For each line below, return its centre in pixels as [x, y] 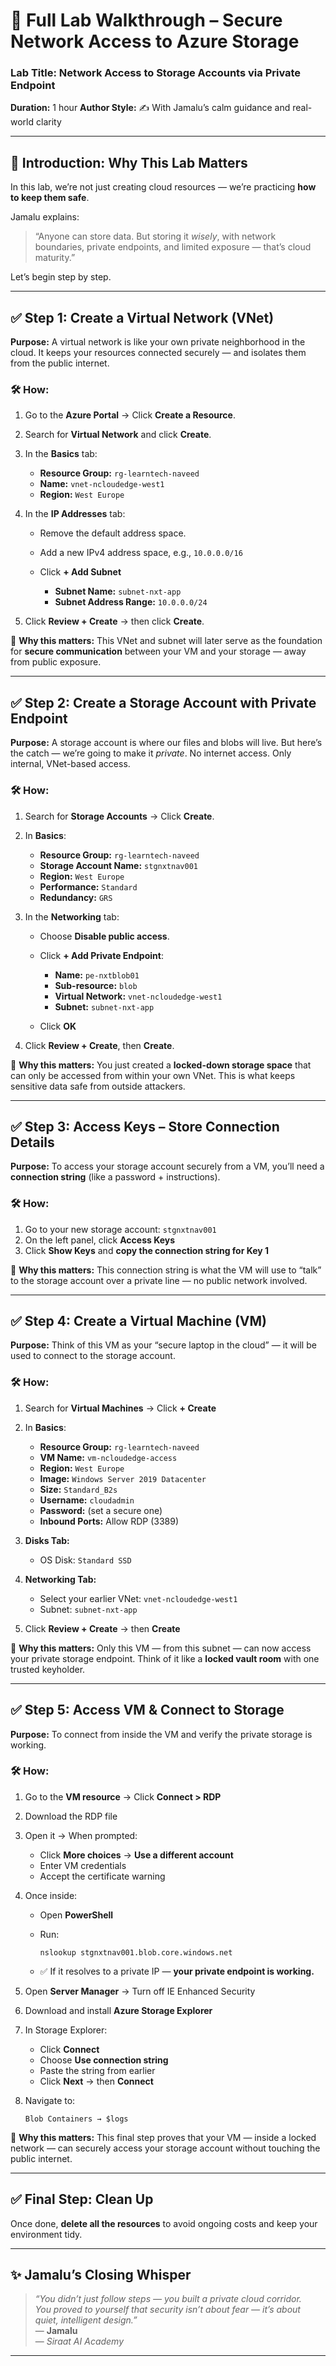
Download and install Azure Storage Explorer [118, 2010]
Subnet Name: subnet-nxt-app [118, 591]
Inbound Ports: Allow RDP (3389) [109, 1521]
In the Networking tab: [72, 916]
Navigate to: [50, 2100]
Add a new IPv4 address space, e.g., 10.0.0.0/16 [141, 553]
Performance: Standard [88, 886]
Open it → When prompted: [81, 1835]
